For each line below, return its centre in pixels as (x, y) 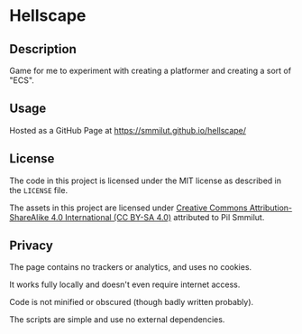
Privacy (32, 246)
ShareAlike (29, 217)
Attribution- (271, 208)
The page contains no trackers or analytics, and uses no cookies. (131, 267)
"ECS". (22, 80)
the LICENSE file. (39, 190)
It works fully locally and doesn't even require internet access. (125, 284)
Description (43, 49)
